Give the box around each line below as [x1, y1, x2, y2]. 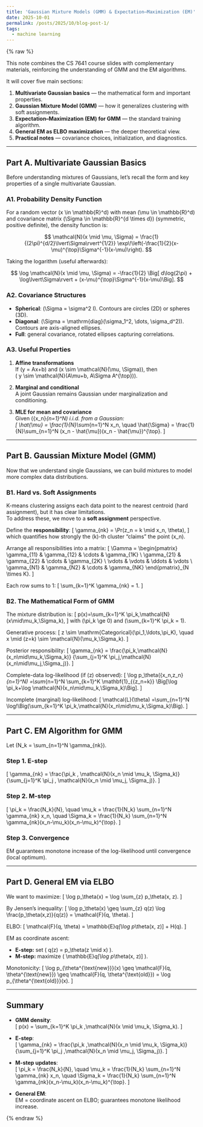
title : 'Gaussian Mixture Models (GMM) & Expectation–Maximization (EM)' [6, 8, 196, 15]
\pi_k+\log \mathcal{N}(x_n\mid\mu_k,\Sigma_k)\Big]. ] [6, 684, 142, 692]
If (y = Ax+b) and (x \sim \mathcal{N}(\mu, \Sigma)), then [14, 365, 158, 373]
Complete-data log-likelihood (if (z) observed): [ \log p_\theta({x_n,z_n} [6, 672, 184, 679]
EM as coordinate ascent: [6, 934, 69, 942]
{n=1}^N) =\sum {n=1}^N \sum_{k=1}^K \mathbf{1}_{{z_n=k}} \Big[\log [6, 678, 178, 686]
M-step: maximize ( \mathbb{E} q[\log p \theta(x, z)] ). [14, 952, 148, 960]
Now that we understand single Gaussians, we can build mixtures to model [6, 466, 192, 474]
